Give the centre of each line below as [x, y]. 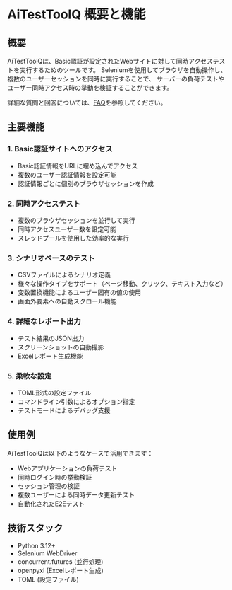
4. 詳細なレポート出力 [44, 321]
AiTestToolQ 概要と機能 [77, 15]
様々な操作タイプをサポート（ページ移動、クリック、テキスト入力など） [122, 284]
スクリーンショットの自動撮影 [61, 347]
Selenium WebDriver [47, 553]
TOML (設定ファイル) [48, 579]
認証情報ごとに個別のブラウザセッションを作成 [85, 183]
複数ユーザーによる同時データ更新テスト [76, 494]
